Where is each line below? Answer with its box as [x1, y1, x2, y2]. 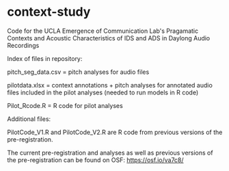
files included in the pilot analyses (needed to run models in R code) [7, 88, 199, 96]
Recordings [7, 41, 40, 49]
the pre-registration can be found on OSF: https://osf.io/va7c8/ [7, 155, 184, 164]
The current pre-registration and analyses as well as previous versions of [7, 148, 213, 157]
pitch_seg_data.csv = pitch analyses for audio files [7, 68, 150, 76]
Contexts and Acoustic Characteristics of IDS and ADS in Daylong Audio [7, 34, 211, 42]
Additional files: [7, 114, 51, 123]
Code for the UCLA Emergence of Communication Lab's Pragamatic [7, 27, 199, 35]
